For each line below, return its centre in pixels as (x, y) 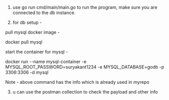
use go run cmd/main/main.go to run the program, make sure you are (85, 7)
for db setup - (27, 22)
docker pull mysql (24, 42)
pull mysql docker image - (32, 32)
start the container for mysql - (37, 52)
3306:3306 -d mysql (27, 72)
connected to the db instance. (44, 13)
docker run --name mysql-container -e (46, 62)
